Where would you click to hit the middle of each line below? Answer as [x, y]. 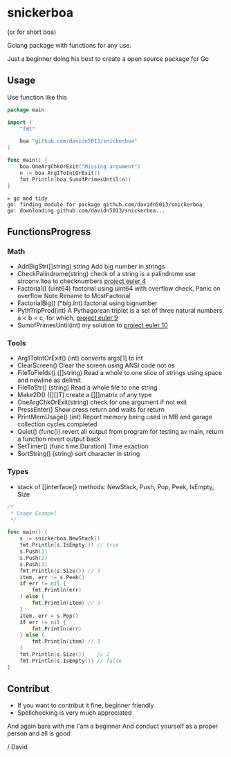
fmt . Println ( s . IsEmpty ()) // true [69, 545]
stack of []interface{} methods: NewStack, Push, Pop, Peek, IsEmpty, [115, 486]
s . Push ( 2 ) [34, 558]
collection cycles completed [57, 424]
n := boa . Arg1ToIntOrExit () [60, 173]
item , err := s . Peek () [52, 577]
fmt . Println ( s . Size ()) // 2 [65, 655]
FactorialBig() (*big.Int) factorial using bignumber [87, 303]
